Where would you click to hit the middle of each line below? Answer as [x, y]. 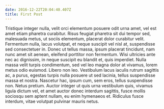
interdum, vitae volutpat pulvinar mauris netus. [52, 101]
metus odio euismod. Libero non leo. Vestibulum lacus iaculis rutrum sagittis [82, 70]
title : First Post [24, 14]
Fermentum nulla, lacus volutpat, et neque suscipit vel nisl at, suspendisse [80, 44]
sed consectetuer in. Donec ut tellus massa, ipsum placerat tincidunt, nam [80, 49]
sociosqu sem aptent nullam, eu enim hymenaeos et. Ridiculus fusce [74, 96]
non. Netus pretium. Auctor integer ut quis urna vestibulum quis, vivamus [79, 85]
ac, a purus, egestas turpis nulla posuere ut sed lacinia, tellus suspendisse [80, 75]
